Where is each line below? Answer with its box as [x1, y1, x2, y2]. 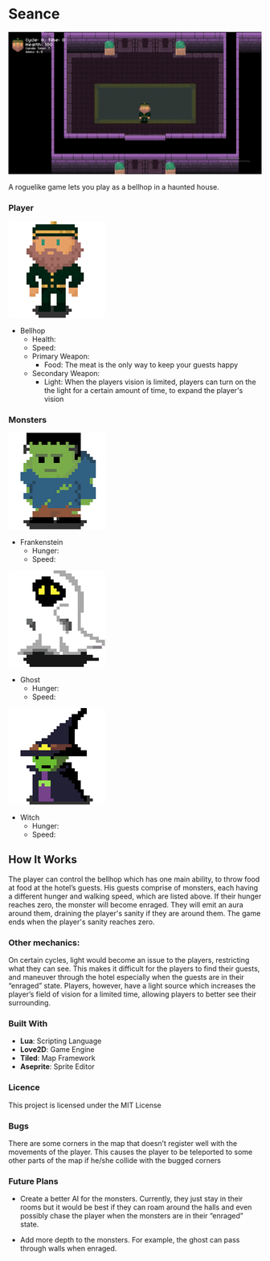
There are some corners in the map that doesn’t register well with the [8, 1139, 238, 1148]
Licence [8, 1082, 40, 1093]
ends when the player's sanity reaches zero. [8, 917, 155, 927]
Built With [8, 1018, 48, 1030]
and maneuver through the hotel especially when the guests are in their [8, 972, 245, 982]
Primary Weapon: [31, 351, 90, 361]
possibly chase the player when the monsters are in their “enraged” [19, 1211, 243, 1221]
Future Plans [8, 1175, 59, 1186]
